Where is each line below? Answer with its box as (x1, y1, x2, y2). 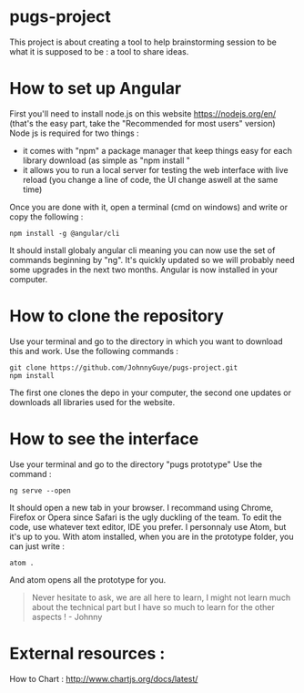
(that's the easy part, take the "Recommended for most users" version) (9, 117, 276, 128)
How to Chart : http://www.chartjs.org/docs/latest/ (9, 673, 198, 684)
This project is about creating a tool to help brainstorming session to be (9, 36, 278, 47)
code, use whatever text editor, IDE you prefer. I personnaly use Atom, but (9, 521, 287, 532)
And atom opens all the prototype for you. (9, 574, 167, 585)
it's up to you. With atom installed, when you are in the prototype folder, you (9, 531, 294, 542)
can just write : (9, 540, 66, 552)
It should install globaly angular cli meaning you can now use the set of (9, 244, 276, 256)
